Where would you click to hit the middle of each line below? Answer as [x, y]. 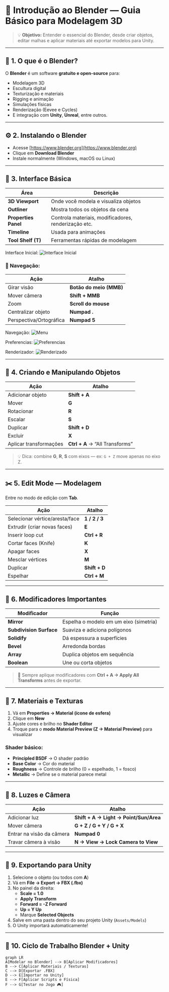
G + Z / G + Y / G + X [99, 826]
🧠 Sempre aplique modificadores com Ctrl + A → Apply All [78, 675]
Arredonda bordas [84, 647]
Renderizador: [20, 352]
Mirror [16, 622]
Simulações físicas [32, 104]
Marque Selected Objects [47, 915]
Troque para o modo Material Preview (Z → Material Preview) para [82, 729]
